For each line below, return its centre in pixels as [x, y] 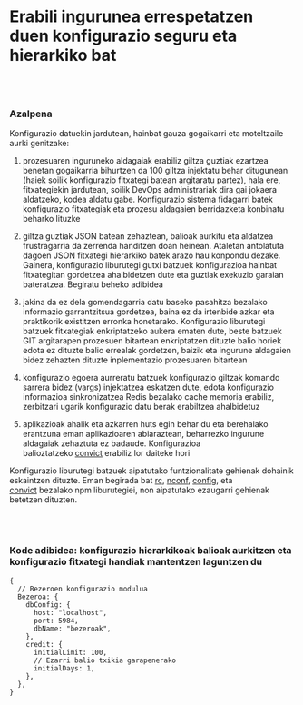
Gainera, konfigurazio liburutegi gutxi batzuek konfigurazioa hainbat [150, 265]
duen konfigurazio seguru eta [123, 36]
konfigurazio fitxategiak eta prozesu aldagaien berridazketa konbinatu [153, 209]
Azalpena [31, 114]
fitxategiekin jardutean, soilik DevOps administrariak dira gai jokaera [150, 190]
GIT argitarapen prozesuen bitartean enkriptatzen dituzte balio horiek [152, 341]
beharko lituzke [51, 219]
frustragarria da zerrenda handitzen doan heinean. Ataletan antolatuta [153, 246]
